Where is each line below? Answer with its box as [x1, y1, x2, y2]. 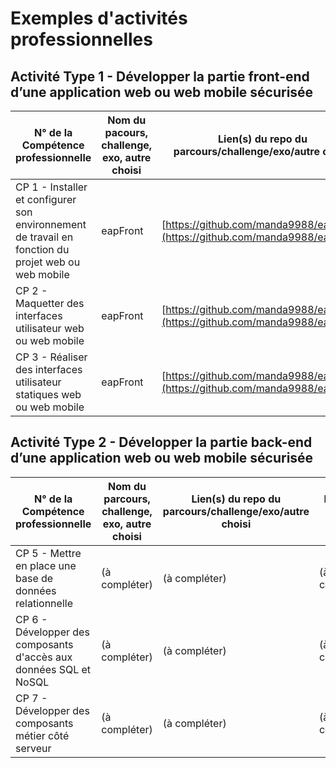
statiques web [15, 388, 82, 401]
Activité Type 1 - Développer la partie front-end [10, 68, 310, 85]
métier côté [15, 728, 70, 742]
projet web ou [15, 255, 81, 269]
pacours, [104, 126, 148, 139]
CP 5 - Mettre [15, 546, 82, 560]
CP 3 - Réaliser [15, 350, 88, 364]
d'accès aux [15, 650, 73, 664]
